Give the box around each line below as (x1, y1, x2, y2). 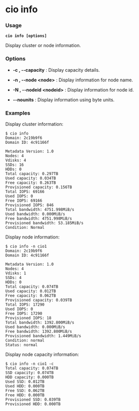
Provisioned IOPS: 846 (5, 203, 54, 208)
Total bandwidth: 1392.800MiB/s (5, 320, 74, 326)
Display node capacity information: (5, 352, 80, 358)
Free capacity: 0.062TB (5, 293, 56, 298)
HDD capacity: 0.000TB (5, 375, 54, 380)
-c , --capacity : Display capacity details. (12, 67, 100, 73)
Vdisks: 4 (5, 158, 27, 163)
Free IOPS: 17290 (5, 311, 43, 316)
